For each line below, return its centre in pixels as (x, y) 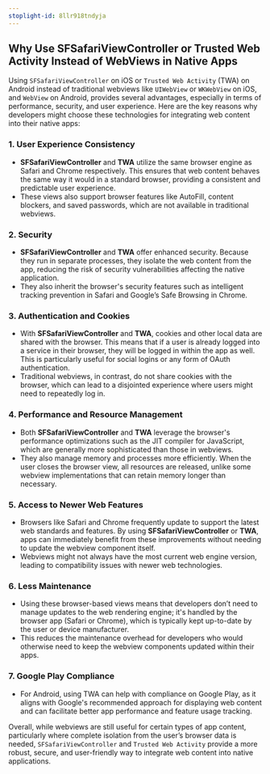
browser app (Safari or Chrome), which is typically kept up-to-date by (136, 621)
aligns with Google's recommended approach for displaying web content (141, 702)
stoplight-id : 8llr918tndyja (57, 16)
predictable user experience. (68, 187)
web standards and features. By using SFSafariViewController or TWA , (139, 531)
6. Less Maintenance (50, 586)
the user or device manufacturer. (75, 629)
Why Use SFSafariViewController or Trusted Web (134, 49)
